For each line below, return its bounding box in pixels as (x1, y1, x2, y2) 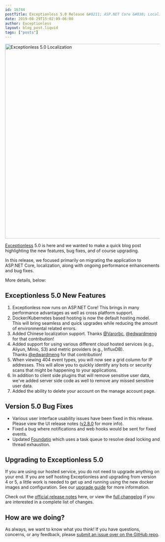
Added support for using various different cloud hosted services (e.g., (12, 341, 154, 347)
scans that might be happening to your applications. (12, 367, 118, 373)
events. (12, 431, 27, 437)
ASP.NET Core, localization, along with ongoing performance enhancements (5, 262, 160, 268)
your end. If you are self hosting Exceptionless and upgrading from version (5, 474, 157, 480)
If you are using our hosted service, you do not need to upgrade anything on (5, 469, 160, 475)
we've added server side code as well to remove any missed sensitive (12, 377, 154, 383)
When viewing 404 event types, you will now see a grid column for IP (12, 357, 153, 363)
